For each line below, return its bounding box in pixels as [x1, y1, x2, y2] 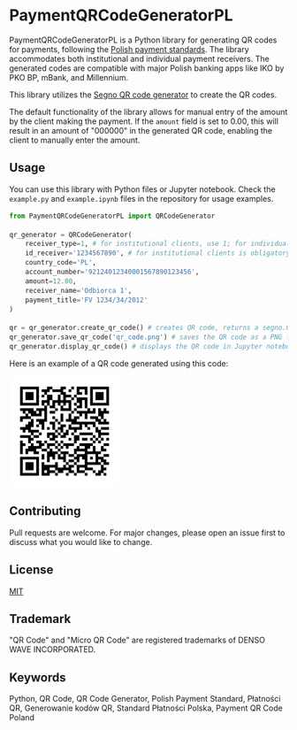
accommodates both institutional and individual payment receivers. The [9, 53, 270, 64]
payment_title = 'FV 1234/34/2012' [25, 296, 148, 304]
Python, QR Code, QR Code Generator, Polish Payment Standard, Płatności [9, 694, 281, 704]
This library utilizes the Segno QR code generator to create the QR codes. [9, 89, 277, 100]
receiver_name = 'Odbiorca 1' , [25, 286, 133, 295]
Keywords [9, 670, 66, 685]
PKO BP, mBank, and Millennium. [9, 72, 129, 82]
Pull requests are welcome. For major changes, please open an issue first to [9, 527, 286, 538]
